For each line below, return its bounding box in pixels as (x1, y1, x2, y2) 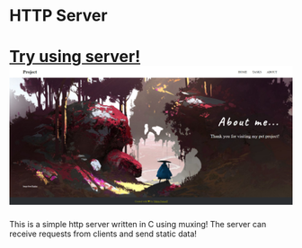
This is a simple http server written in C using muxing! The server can (9, 218, 267, 229)
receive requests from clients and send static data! (9, 228, 198, 239)
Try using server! (9, 47, 141, 67)
